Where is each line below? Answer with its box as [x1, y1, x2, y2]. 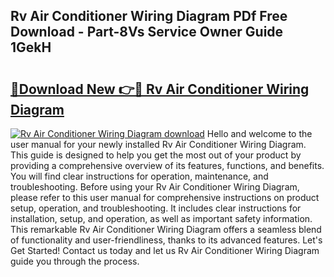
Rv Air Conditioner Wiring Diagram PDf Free [10, 8, 288, 25]
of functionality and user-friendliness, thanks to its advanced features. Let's [10, 234, 323, 246]
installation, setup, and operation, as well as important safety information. [10, 213, 313, 224]
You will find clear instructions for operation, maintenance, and [10, 170, 269, 182]
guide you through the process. [10, 255, 140, 267]
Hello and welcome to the [206, 128, 313, 139]
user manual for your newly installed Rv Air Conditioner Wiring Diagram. [10, 139, 307, 150]
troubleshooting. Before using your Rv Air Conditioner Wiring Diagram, [10, 181, 300, 193]
